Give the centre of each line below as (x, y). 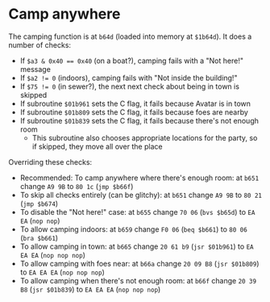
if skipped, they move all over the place (97, 146)
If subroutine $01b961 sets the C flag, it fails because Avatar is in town (135, 103)
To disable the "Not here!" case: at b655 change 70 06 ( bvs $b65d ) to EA (137, 212)
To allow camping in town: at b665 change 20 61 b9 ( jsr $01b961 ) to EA (137, 246)
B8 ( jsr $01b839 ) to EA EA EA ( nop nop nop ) (90, 289)
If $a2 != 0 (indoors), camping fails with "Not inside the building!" (129, 78)
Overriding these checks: (50, 161)
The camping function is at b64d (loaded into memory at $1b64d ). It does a (130, 36)
